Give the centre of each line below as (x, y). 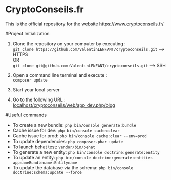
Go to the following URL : (39, 99)
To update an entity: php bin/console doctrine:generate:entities (82, 157)
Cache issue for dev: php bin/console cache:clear (66, 130)
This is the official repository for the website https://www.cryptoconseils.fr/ (84, 24)
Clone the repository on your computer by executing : (69, 43)
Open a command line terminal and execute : (60, 75)
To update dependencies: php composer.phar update (68, 141)
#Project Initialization (27, 33)
